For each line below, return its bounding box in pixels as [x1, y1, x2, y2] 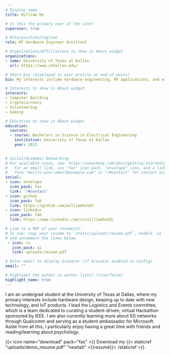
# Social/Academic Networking [5, 156, 69, 161]
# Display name [5, 7, 37, 13]
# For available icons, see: [5, 160, 67, 166]
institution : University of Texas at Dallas [14, 138, 110, 143]
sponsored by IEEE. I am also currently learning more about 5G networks [5, 313, 157, 319]
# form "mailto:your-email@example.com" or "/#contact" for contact [5, 170, 157, 175]
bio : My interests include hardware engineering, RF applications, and [5, 77, 159, 82]
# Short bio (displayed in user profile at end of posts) [5, 72, 130, 77]
